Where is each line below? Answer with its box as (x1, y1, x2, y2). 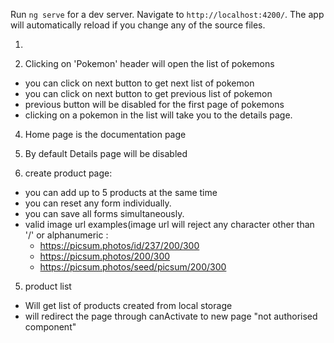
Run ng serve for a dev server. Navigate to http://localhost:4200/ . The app (10, 9, 325, 20)
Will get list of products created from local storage (24, 300, 233, 311)
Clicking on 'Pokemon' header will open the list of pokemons (24, 58, 275, 69)
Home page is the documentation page (24, 129, 187, 140)
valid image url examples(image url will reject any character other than (24, 219, 315, 230)
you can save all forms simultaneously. (24, 208, 185, 219)
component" (24, 321, 77, 333)
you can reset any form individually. (24, 197, 172, 209)
